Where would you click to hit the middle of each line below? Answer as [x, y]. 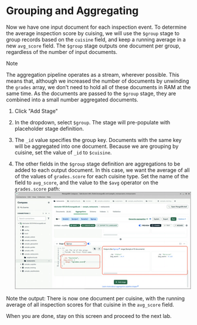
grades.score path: [37, 188]
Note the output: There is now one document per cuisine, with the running [96, 299]
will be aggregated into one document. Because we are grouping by [96, 146]
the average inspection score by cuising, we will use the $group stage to [93, 33]
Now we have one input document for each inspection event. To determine [96, 27]
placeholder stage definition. [49, 128]
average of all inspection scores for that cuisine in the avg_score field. [90, 305]
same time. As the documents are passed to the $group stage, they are [91, 93]
